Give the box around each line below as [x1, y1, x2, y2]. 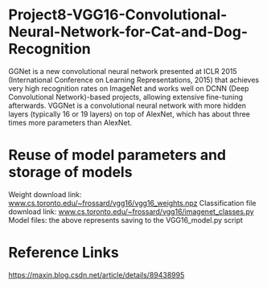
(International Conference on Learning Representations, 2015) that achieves [8, 75, 260, 84]
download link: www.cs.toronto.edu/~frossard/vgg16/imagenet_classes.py [8, 207, 255, 216]
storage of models [8, 163, 133, 182]
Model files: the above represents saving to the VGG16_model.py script [8, 215, 244, 224]
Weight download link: [8, 189, 82, 199]
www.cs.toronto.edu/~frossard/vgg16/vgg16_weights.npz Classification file [8, 198, 257, 208]
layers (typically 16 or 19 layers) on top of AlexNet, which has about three [8, 109, 251, 118]
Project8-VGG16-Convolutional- [8, 6, 228, 24]
